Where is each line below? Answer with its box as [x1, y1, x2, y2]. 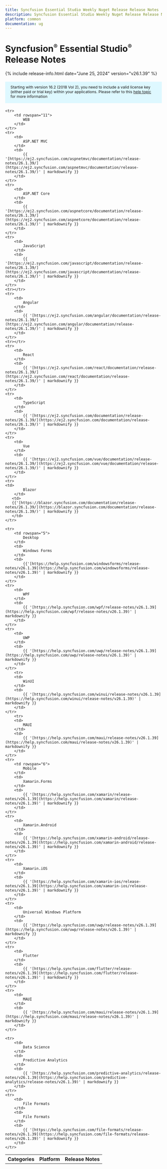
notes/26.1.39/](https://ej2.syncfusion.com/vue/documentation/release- [5, 461, 159, 466]
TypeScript [23, 400, 46, 406]
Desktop [23, 535, 39, 540]
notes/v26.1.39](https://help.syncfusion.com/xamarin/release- [5, 797, 139, 802]
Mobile [23, 766, 37, 771]
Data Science [23, 1045, 50, 1050]
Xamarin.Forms [23, 779, 52, 784]
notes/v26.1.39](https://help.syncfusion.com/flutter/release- [5, 971, 139, 976]
